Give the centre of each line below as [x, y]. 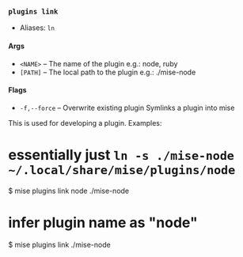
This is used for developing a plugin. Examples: [85, 123]
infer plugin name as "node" [103, 223]
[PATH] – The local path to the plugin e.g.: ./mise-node [108, 72]
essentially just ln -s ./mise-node [121, 155]
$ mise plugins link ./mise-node [59, 244]
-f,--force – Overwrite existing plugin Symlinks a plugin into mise [127, 108]
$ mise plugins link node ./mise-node [69, 191]
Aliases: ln [37, 28]
